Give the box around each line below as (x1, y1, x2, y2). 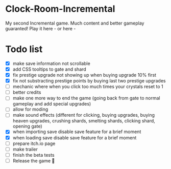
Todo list (5, 44, 43, 55)
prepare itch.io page (12, 140, 56, 146)
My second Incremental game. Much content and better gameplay (5, 20, 144, 26)
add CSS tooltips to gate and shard (12, 66, 87, 72)
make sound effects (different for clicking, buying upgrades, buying (12, 112, 155, 118)
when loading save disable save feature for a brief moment (12, 134, 137, 141)
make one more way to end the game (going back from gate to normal (12, 95, 160, 101)
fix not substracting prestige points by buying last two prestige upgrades (12, 78, 166, 84)
